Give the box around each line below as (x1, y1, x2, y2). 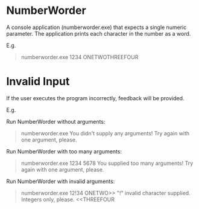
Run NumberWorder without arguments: (6, 118, 106, 125)
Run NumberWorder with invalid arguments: (6, 178, 115, 185)
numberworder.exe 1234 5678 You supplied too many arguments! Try (21, 159, 194, 167)
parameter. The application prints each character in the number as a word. (6, 30, 191, 37)
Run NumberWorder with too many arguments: (6, 147, 122, 155)
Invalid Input (6, 75, 70, 88)
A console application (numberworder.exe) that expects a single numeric (6, 24, 187, 31)
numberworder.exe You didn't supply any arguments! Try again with (21, 129, 190, 137)
